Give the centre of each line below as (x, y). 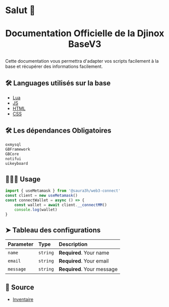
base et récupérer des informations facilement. (54, 67)
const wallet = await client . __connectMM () (61, 205)
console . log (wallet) (36, 209)
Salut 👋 (20, 10)
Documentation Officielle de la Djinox (85, 34)
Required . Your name (84, 253)
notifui (13, 159)
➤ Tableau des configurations (53, 230)
